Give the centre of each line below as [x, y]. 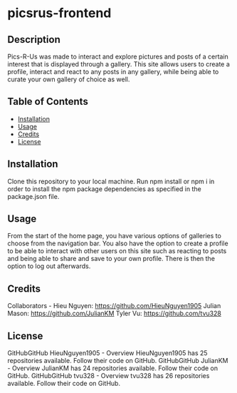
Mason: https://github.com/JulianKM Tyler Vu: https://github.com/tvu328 [115, 313]
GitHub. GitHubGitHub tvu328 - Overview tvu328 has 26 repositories [109, 376]
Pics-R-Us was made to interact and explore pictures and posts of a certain [118, 56]
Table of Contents [48, 102]
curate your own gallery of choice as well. [69, 79]
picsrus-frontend [59, 13]
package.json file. [33, 196]
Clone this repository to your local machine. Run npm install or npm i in [111, 181]
